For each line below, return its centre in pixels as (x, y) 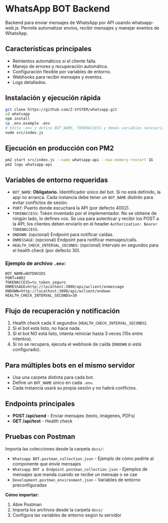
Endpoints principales (40, 404)
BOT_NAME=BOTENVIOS (25, 274)
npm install (17, 119)
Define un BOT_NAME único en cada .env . (53, 382)
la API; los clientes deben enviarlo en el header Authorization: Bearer (85, 224)
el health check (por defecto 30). (46, 250)
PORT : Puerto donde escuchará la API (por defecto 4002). (71, 208)
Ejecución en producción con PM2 (59, 148)
